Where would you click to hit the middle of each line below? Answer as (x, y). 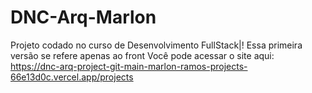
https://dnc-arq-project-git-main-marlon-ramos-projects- (129, 66)
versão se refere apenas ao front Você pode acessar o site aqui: (142, 55)
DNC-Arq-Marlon (83, 17)
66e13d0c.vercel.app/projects (72, 77)
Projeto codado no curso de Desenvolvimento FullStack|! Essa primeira (156, 45)
